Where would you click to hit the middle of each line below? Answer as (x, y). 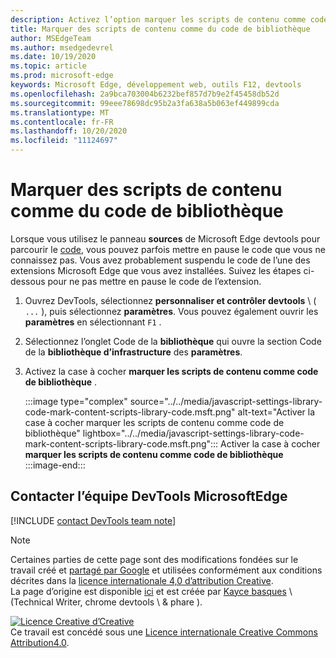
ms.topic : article (48, 66)
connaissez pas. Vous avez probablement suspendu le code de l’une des (160, 260)
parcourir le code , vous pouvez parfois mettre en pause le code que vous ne (168, 249)
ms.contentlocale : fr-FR (62, 122)
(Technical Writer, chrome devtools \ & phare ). (106, 602)
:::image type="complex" (76, 401)
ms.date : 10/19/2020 (53, 57)
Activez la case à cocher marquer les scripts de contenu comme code (171, 371)
